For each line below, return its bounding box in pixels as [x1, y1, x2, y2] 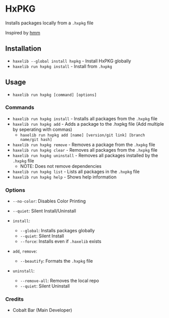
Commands [5, 104, 34, 111]
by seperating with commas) [12, 126, 72, 132]
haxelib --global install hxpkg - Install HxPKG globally [12, 58, 132, 64]
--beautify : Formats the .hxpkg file [20, 258, 93, 264]
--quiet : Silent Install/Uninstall [12, 208, 76, 214]
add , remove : [12, 248, 37, 254]
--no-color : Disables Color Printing [12, 198, 86, 204]
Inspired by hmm [5, 29, 40, 36]
